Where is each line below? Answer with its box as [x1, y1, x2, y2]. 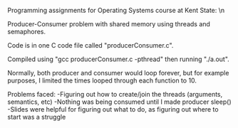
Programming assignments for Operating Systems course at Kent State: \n [7, 6, 225, 14]
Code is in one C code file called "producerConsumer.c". [7, 41, 174, 49]
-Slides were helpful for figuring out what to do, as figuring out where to [7, 105, 219, 113]
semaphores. [7, 28, 46, 36]
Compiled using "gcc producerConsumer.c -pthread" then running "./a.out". [7, 55, 229, 63]
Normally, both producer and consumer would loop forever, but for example [7, 69, 229, 77]
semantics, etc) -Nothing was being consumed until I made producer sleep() [7, 97, 232, 106]
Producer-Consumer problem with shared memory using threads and [7, 20, 210, 28]
